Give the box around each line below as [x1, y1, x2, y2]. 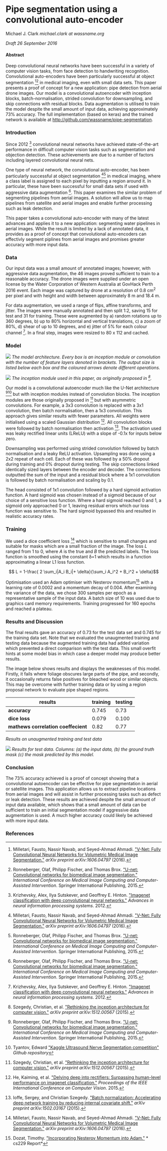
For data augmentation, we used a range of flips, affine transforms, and [5, 303, 152, 309]
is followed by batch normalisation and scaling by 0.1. [5, 477, 114, 483]
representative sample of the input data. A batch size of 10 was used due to [5, 595, 160, 601]
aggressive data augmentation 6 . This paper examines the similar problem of [5, 188, 162, 195]
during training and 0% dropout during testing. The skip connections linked [5, 461, 159, 467]
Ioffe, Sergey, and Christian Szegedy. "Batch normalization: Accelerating [12, 1094, 161, 1100]
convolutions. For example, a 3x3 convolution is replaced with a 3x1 [5, 402, 144, 408]
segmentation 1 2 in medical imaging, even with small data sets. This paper [5, 79, 157, 85]
